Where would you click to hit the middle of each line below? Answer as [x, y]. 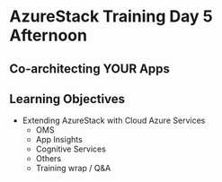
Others [48, 159]
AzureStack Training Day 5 [111, 17]
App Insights [59, 140]
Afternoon [49, 35]
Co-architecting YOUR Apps [90, 69]
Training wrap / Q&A [73, 169]
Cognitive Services [71, 149]
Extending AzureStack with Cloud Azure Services [114, 121]
